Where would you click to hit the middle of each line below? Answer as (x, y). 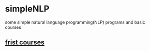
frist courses (25, 43)
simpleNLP (27, 9)
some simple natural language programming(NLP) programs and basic (75, 22)
